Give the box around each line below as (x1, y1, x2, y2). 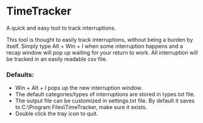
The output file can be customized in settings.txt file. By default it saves (15, 97, 195, 104)
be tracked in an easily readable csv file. (6, 55, 108, 62)
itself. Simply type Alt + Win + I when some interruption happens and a (6, 42, 184, 50)
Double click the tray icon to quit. (15, 110, 98, 118)
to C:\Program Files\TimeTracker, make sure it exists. (15, 104, 148, 111)
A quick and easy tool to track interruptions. (6, 24, 117, 32)
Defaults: (6, 70, 35, 79)
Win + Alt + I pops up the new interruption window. (15, 84, 143, 91)
